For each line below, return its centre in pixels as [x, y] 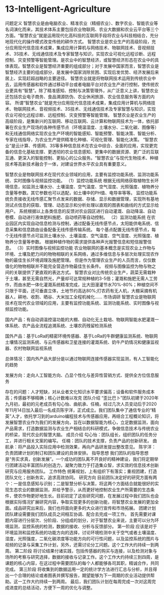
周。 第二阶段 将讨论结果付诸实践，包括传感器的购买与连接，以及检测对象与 [81, 551]
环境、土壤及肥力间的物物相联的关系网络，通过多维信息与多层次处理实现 [78, 254]
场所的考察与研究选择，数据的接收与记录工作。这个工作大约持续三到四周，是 [82, 557]
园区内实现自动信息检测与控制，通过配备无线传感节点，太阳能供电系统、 [82, 223]
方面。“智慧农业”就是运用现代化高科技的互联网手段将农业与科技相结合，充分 [82, 35]
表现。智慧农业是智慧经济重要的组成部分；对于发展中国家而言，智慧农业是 [84, 66]
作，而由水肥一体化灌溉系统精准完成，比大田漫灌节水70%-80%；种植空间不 [82, 285]
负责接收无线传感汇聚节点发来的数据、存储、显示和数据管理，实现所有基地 [84, 199]
